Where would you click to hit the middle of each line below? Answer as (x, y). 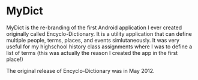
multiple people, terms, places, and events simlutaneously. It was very (93, 40)
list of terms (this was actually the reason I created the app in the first (92, 53)
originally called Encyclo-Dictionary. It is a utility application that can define (99, 33)
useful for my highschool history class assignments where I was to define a (99, 47)
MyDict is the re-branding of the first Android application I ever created (94, 27)
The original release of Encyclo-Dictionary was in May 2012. (80, 70)
